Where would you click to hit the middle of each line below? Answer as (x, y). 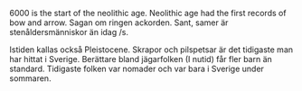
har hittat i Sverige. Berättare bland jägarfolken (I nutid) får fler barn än (141, 59)
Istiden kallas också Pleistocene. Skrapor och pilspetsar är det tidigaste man (151, 50)
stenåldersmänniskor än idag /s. (69, 32)
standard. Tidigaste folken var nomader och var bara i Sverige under (137, 68)
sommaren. (30, 78)
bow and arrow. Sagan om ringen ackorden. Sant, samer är (119, 23)
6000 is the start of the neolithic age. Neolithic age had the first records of (148, 13)
